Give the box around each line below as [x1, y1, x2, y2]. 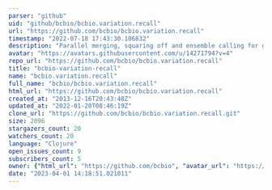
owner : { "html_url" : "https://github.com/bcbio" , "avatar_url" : [8, 163, 230, 171]
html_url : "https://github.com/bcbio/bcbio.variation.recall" [8, 87, 223, 95]
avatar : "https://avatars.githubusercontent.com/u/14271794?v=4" [8, 49, 233, 57]
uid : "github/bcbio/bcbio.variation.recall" [8, 19, 161, 27]
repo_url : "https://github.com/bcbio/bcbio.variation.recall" [8, 57, 223, 65]
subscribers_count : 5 [8, 154, 82, 163]
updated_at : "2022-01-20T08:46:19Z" [8, 102, 132, 110]
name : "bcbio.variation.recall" [8, 72, 117, 80]
